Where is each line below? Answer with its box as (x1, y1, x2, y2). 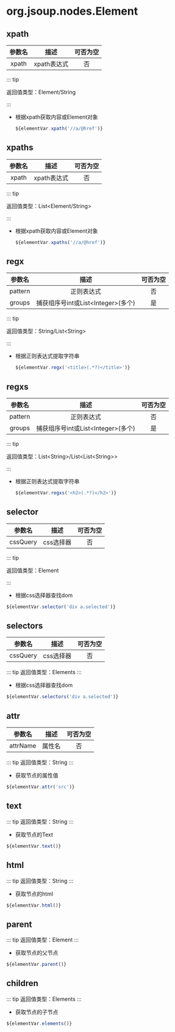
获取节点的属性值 (15, 772, 59, 779)
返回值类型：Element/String (6, 89, 76, 95)
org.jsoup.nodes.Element (6, 4, 138, 18)
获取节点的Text (15, 831, 54, 838)
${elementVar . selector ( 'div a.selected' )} (6, 604, 116, 610)
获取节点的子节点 (15, 1008, 59, 1015)
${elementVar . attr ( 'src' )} (6, 784, 75, 790)
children (6, 978, 38, 989)
